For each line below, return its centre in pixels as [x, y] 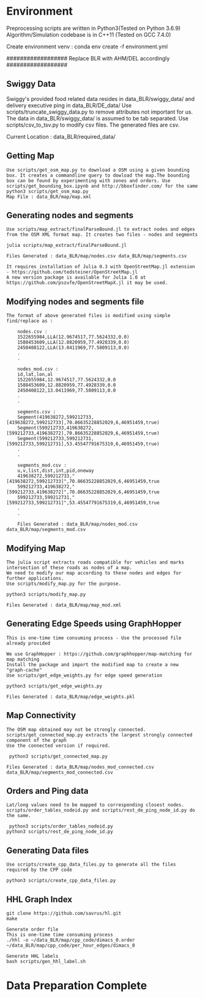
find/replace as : [30, 321]
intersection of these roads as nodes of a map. [69, 568]
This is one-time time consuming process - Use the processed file [94, 638]
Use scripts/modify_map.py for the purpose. [64, 584]
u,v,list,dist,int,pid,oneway [56, 471]
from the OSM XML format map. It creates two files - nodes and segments [102, 235]
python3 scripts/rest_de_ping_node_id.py [60, 832]
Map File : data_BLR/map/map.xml [49, 197]
